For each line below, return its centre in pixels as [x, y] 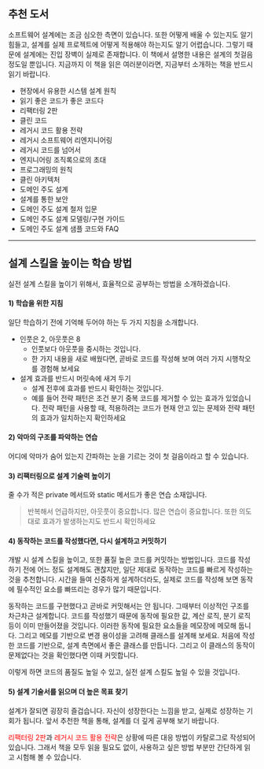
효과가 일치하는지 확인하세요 [83, 418]
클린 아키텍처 [40, 179]
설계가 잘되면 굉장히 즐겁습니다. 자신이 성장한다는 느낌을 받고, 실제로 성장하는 [126, 711]
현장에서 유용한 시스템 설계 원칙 [68, 91]
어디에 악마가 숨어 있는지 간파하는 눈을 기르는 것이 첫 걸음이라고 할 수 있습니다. [128, 456]
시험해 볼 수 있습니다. [49, 757]
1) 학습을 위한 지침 [36, 303]
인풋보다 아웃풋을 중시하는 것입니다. [86, 348]
